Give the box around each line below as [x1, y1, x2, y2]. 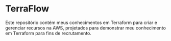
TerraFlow [5, 3, 50, 14]
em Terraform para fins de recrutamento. [5, 30, 92, 36]
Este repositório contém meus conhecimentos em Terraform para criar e [5, 19, 157, 25]
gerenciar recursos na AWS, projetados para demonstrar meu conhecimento [5, 24, 166, 30]
